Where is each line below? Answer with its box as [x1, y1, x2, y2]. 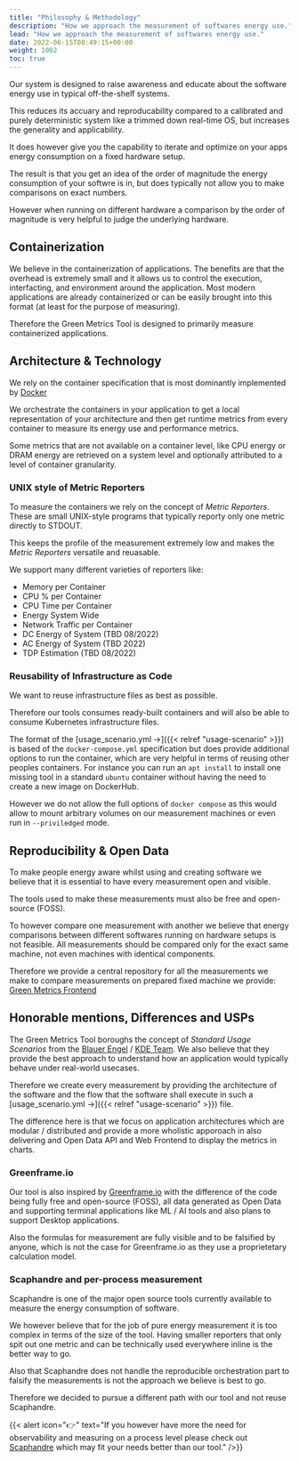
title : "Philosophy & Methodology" [9, 12, 141, 22]
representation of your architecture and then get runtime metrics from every [9, 413, 288, 424]
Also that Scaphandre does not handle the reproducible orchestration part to [9, 1366, 290, 1376]
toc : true [9, 54, 46, 63]
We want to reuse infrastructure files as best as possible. [9, 690, 218, 701]
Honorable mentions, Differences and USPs [9, 1011, 255, 1026]
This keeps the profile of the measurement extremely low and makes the [9, 537, 275, 548]
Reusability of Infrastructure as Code [9, 669, 173, 682]
